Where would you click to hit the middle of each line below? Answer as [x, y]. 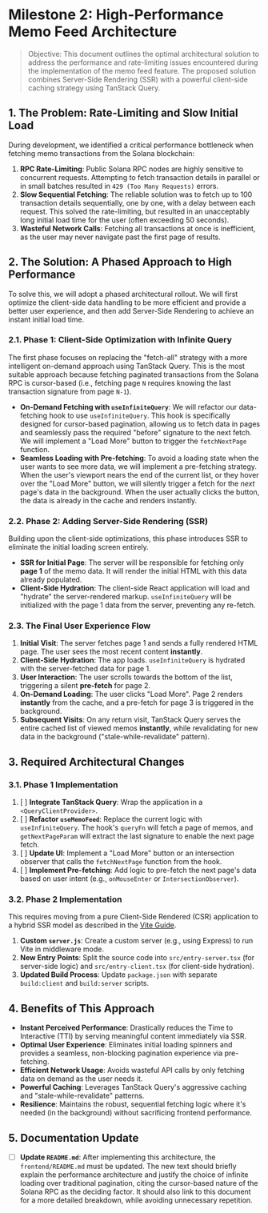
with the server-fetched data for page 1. [85, 669]
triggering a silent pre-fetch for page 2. [85, 686]
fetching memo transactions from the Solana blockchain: [102, 153]
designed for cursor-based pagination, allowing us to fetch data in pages [140, 424]
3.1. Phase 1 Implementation [63, 784]
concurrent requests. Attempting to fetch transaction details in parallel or [140, 177]
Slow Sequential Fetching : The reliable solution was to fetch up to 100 [136, 194]
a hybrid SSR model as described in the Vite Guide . [92, 925]
